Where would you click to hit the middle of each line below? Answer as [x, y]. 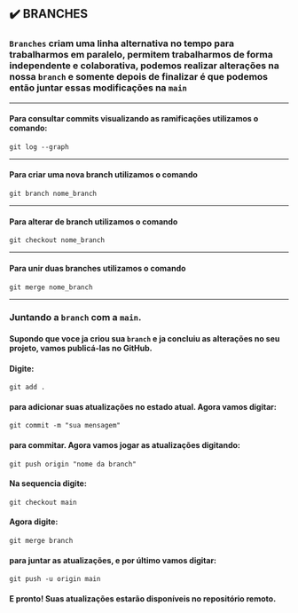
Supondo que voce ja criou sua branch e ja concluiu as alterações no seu [145, 339]
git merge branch [41, 541]
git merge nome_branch [51, 287]
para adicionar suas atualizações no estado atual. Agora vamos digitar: [143, 406]
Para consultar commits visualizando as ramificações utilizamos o [134, 119]
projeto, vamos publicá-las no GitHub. [81, 349]
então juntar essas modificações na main [98, 88]
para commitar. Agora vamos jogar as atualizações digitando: [125, 445]
